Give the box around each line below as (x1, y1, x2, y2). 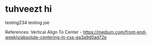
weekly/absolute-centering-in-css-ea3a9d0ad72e (5, 34, 107, 40)
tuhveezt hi (5, 3, 52, 15)
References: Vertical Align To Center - (5, 29, 82, 35)
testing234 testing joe (5, 20, 50, 25)
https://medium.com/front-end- (83, 29, 147, 35)
